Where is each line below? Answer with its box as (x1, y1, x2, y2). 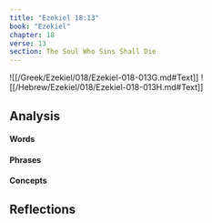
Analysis (9, 108, 61, 124)
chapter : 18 (9, 30, 55, 39)
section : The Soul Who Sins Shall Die (9, 47, 156, 56)
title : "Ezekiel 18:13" (9, 13, 100, 23)
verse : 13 (9, 38, 47, 48)
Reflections (9, 201, 76, 217)
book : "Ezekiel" (9, 22, 71, 31)
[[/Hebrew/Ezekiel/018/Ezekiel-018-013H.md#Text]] (9, 82, 204, 93)
